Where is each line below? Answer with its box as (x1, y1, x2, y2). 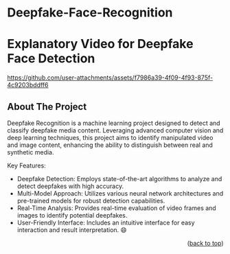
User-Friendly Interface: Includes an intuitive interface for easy (16, 218, 195, 227)
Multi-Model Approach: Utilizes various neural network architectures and (16, 189, 224, 197)
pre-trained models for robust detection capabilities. (16, 196, 165, 205)
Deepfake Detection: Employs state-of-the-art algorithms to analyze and (16, 174, 222, 183)
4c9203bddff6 (7, 81, 49, 89)
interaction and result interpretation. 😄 (16, 225, 127, 234)
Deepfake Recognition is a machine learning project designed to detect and (7, 119, 221, 127)
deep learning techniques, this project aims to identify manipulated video (7, 133, 214, 141)
